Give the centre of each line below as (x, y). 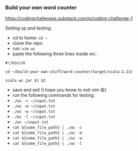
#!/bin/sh (15, 63)
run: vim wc (24, 49)
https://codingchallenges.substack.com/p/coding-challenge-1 (69, 19)
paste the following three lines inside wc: (54, 54)
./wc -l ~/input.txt (34, 117)
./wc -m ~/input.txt (34, 106)
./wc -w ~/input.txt (34, 112)
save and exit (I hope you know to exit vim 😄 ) (59, 90)
